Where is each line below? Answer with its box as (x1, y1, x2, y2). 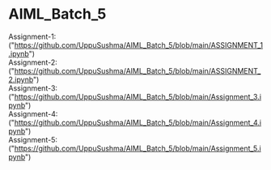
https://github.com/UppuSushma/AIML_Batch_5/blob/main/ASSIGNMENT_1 (14, 40, 264, 49)
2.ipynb (8, 74, 34, 84)
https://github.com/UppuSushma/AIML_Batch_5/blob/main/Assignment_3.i (14, 91, 261, 101)
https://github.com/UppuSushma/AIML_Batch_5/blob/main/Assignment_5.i (14, 143, 261, 153)
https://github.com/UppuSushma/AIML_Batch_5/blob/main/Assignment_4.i (14, 117, 261, 127)
